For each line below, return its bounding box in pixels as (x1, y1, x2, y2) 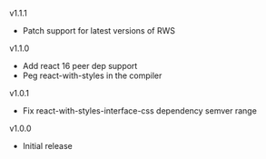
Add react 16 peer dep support (22, 61, 138, 71)
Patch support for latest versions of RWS (22, 25, 175, 35)
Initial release (22, 141, 73, 151)
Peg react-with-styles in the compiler (22, 70, 163, 81)
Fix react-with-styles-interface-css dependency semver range (22, 105, 257, 116)
